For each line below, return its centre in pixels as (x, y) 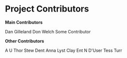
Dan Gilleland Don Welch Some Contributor (48, 31)
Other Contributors (25, 41)
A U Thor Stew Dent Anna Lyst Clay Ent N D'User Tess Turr (63, 50)
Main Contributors (24, 22)
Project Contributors (47, 9)
